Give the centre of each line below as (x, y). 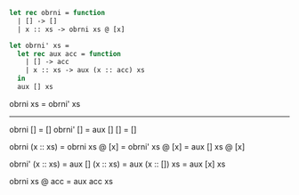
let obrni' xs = (39, 45)
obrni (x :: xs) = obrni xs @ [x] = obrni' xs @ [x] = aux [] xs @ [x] (127, 146)
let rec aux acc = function (69, 53)
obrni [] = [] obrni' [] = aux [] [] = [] (73, 129)
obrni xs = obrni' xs (45, 103)
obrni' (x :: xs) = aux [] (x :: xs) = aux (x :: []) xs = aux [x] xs (117, 164)
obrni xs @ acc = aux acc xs (61, 181)
